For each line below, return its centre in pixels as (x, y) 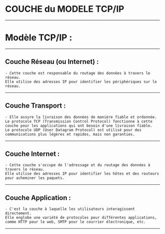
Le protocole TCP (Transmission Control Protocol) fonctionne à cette (79, 121)
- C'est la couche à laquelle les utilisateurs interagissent (70, 209)
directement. (18, 213)
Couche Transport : (36, 106)
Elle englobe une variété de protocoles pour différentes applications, (81, 218)
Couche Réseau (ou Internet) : (52, 62)
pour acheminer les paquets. (35, 178)
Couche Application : (38, 198)
